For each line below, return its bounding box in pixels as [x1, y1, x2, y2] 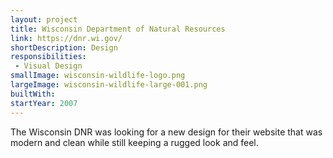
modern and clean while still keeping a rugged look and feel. [10, 136, 259, 148]
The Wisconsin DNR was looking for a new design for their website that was [10, 126, 323, 138]
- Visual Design [14, 61, 83, 71]
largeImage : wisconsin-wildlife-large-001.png [10, 80, 208, 90]
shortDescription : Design [10, 42, 118, 53]
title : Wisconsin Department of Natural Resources [10, 24, 226, 34]
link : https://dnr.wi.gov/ [10, 33, 123, 43]
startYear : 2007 [10, 98, 78, 108]
